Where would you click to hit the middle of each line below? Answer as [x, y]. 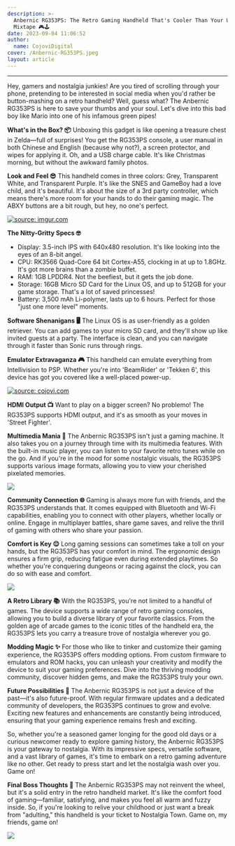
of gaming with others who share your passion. [75, 530]
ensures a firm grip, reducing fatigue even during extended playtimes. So [113, 558]
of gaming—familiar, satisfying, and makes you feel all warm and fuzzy [109, 800]
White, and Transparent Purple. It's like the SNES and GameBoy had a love [114, 183]
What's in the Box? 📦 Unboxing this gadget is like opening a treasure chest [117, 130]
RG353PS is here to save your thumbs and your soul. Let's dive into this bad [117, 108]
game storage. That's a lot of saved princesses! [86, 291]
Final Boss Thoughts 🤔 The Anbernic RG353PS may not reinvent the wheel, [116, 785]
